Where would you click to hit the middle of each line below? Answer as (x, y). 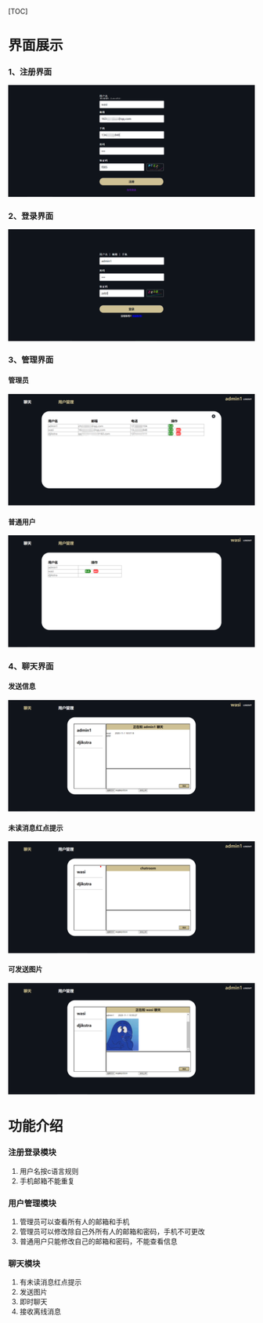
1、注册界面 (30, 72)
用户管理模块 (32, 1203)
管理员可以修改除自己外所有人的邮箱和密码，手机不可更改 (112, 1232)
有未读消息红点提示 (50, 1282)
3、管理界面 (31, 360)
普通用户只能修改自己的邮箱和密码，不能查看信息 (98, 1241)
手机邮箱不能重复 (47, 1181)
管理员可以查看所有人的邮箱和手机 (74, 1222)
